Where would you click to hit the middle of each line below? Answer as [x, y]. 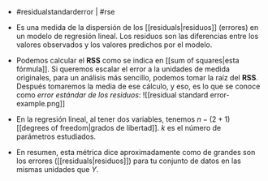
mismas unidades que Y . [57, 169]
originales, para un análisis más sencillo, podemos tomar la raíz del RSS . [137, 78]
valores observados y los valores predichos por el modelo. [114, 45]
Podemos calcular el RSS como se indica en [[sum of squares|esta [128, 60]
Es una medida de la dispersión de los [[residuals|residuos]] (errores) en [137, 27]
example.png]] [41, 103]
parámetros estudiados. [56, 136]
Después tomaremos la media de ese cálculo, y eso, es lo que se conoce [138, 86]
